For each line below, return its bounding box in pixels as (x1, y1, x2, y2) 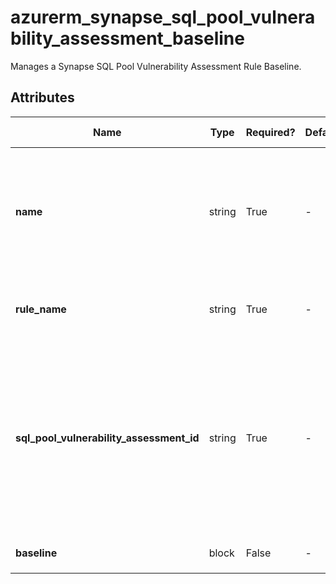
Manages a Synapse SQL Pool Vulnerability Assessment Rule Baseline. (10, 60, 302, 72)
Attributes (10, 89, 75, 106)
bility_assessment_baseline (10, 27, 245, 50)
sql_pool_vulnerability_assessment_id (15, 431, 200, 445)
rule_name (15, 302, 67, 316)
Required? (245, 125, 296, 139)
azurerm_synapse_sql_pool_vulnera (10, 6, 316, 29)
